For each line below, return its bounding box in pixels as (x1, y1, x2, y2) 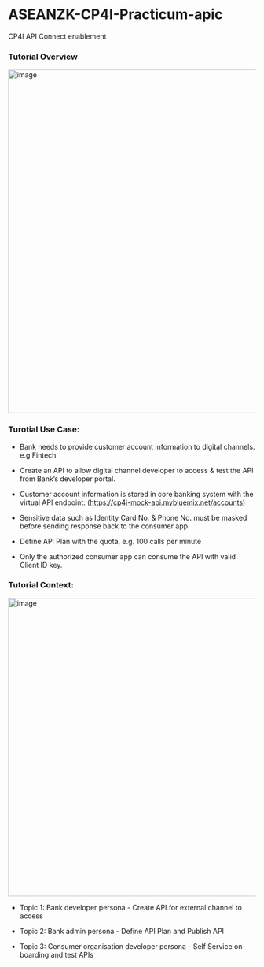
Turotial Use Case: (8, 424, 80, 435)
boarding (19, 950, 49, 959)
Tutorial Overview (8, 51, 79, 62)
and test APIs (50, 950, 94, 959)
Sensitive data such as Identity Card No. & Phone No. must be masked (19, 513, 247, 522)
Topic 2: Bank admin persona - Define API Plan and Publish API (19, 926, 225, 936)
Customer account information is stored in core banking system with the (19, 489, 254, 498)
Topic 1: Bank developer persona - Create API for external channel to (19, 902, 242, 912)
